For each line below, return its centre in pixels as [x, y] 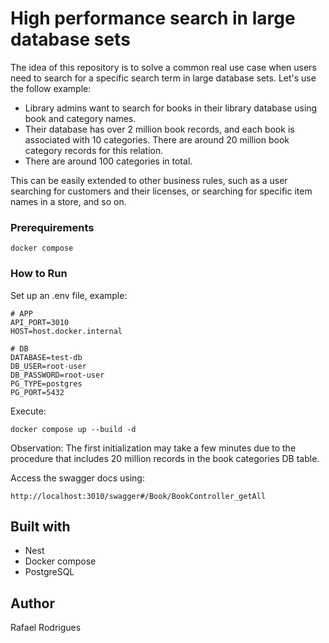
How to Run [39, 274]
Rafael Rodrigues [46, 628]
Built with [40, 526]
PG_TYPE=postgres [46, 383]
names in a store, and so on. [68, 201]
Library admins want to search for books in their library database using [171, 108]
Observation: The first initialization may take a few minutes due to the [153, 448]
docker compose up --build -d [73, 429]
